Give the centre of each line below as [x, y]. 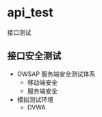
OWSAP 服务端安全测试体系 [56, 74]
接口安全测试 [34, 56]
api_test [30, 13]
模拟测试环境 [35, 99]
